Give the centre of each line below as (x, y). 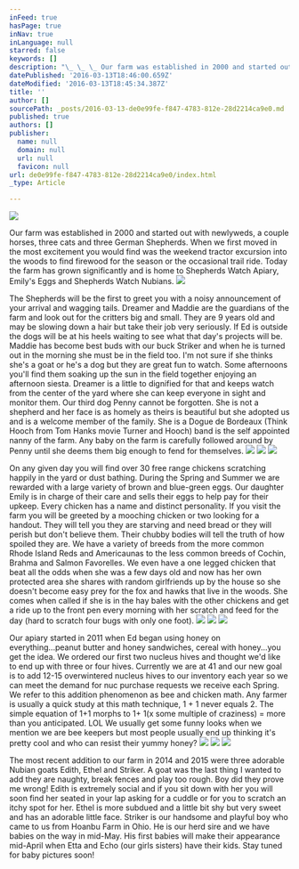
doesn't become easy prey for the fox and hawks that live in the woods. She (149, 591)
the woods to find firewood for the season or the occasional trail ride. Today (148, 261)
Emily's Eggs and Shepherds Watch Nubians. (92, 281)
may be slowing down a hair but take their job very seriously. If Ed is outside (149, 327)
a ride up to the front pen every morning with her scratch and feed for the (144, 610)
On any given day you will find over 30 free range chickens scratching (138, 468)
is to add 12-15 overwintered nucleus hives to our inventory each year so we (149, 676)
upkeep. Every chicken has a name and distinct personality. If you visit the (145, 506)
